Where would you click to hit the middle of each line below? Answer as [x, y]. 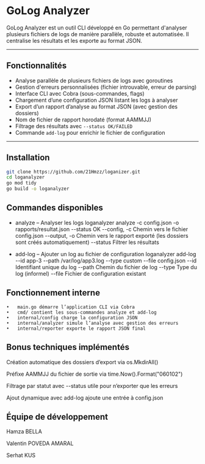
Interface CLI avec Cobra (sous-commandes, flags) [80, 93]
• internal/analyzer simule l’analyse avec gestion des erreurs [92, 323]
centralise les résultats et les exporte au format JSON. [74, 40]
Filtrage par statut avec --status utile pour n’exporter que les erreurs [92, 386]
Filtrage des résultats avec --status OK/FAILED [74, 126]
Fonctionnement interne [53, 293]
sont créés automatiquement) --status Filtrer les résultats [87, 242]
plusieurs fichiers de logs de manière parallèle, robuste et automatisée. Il [98, 34]
